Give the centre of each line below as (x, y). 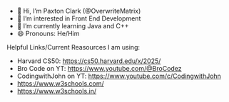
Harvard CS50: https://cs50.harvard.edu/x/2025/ (89, 61)
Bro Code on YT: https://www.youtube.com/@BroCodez (100, 68)
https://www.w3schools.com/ (60, 84)
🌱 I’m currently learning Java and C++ (73, 26)
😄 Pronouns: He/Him (48, 33)
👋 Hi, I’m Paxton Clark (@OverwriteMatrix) (79, 11)
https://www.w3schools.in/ (57, 91)
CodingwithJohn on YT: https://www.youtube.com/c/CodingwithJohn (119, 76)
